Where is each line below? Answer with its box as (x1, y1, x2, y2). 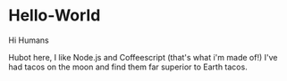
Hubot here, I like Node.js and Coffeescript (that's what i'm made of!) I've (8, 52, 278, 62)
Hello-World (8, 5, 101, 26)
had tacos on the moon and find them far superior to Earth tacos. (8, 61, 248, 72)
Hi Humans (8, 35, 50, 45)
